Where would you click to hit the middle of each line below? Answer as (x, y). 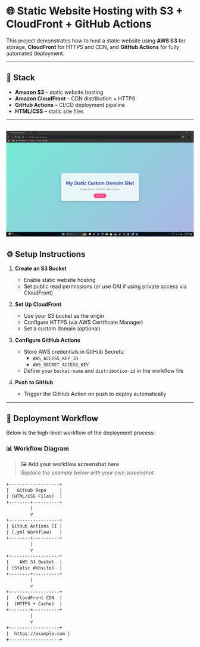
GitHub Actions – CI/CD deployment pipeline (70, 105)
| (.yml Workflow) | (34, 532)
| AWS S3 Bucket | (34, 562)
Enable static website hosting (60, 280)
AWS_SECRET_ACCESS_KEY (61, 365)
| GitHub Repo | (34, 490)
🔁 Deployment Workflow (52, 418)
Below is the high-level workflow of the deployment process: (81, 433)
